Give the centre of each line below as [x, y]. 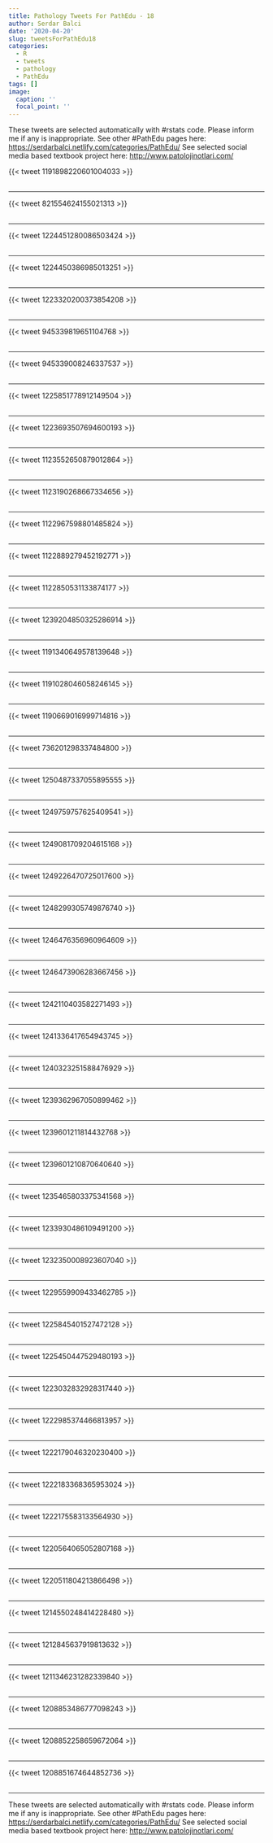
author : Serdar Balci [45, 24]
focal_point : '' [43, 107]
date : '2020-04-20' [41, 31]
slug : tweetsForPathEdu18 [52, 39]
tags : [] [23, 84]
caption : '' [36, 99]
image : [19, 91]
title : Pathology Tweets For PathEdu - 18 [81, 16]
